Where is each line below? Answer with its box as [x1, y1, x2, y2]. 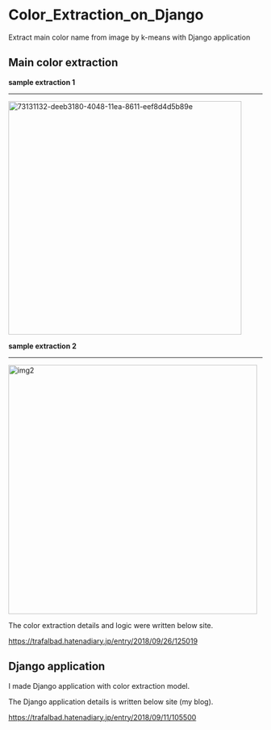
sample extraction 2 [8, 341, 77, 351]
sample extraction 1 [8, 77, 75, 87]
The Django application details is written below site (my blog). [8, 697, 214, 707]
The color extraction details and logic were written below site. [8, 620, 214, 630]
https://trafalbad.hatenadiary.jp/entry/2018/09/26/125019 [8, 636, 198, 646]
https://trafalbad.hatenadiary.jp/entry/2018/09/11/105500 [8, 712, 197, 722]
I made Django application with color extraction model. [8, 681, 190, 690]
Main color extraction [8, 56, 119, 70]
